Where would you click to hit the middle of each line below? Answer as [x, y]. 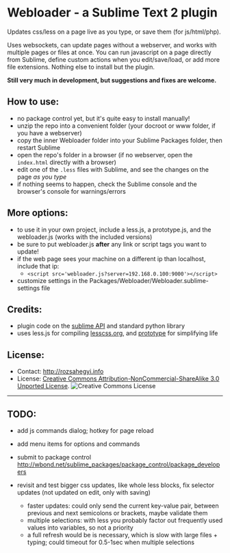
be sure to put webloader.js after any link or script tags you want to [112, 244]
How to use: [33, 102]
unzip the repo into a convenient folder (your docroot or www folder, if [116, 126]
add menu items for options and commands [78, 444]
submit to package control [54, 457]
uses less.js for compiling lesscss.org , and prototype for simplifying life [117, 333]
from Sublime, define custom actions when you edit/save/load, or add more [114, 59]
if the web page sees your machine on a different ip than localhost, [111, 258]
